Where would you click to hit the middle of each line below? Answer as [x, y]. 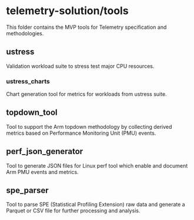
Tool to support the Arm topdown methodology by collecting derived [89, 126]
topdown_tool [32, 113]
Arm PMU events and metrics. [42, 172]
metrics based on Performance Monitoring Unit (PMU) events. [81, 133]
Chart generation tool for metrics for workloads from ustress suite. [86, 94]
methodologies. [25, 33]
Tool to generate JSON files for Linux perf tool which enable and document [97, 165]
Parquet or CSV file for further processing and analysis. [73, 211]
